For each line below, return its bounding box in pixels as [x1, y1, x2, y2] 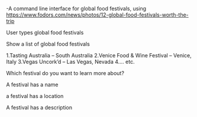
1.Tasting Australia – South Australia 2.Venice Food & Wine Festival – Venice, [6, 52, 192, 58]
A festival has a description [6, 104, 73, 111]
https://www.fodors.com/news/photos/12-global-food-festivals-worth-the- [6, 11, 189, 18]
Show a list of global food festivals [6, 41, 90, 47]
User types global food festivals [6, 29, 84, 36]
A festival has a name [6, 81, 59, 88]
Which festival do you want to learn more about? [6, 70, 124, 76]
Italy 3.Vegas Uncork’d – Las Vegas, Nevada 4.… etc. [6, 58, 135, 65]
